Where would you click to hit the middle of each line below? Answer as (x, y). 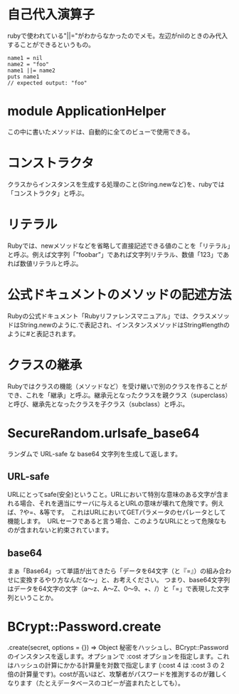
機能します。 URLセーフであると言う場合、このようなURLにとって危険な (114, 521)
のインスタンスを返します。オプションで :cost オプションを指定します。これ (118, 656)
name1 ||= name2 (31, 70)
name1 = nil (25, 58)
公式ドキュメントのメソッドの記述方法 (120, 294)
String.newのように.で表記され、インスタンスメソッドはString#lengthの (124, 325)
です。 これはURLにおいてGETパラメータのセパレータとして (138, 512)
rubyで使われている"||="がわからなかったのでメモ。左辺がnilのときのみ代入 (118, 36)
